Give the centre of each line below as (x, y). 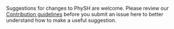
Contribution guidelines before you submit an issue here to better (85, 14)
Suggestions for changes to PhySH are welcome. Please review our (87, 8)
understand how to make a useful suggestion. (61, 20)
